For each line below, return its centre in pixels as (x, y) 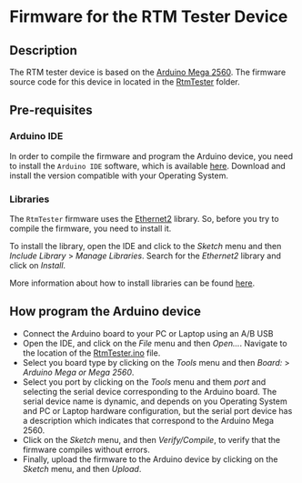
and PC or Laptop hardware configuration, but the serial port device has (157, 410)
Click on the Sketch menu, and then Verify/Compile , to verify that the (151, 439)
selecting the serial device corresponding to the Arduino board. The (150, 391)
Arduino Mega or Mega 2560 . (78, 372)
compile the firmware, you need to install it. (91, 228)
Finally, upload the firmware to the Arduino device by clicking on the (151, 459)
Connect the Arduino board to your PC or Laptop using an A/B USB (148, 333)
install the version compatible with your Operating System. (119, 176)
